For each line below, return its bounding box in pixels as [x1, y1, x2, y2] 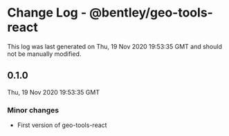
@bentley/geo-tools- [89, 5, 213, 21]
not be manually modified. [7, 50, 82, 58]
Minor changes [7, 105, 59, 115]
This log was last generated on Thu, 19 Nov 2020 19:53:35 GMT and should [7, 42, 223, 50]
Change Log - [7, 5, 87, 21]
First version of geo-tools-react [17, 121, 107, 129]
